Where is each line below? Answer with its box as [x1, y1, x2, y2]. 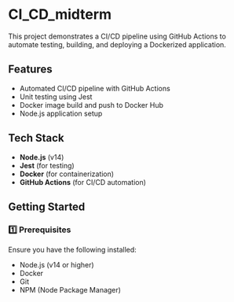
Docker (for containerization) [19, 169, 115, 179]
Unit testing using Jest [19, 92, 93, 101]
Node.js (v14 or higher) [19, 260, 94, 270]
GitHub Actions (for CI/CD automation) [19, 177, 147, 186]
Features [8, 63, 53, 76]
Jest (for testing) [19, 160, 75, 170]
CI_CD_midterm [8, 6, 112, 24]
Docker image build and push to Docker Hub [19, 100, 163, 109]
